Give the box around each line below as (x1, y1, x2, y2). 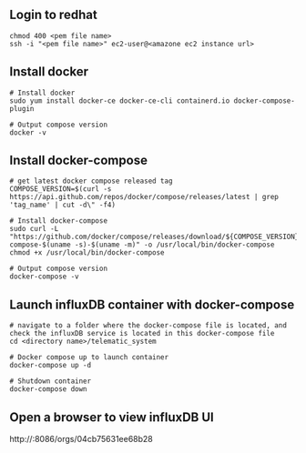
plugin (9, 104, 35, 113)
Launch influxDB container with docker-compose (9, 297, 295, 312)
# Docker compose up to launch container (9, 353, 169, 362)
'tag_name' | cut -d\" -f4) (9, 200, 117, 210)
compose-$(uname (9, 240, 71, 249)
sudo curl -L (9, 225, 59, 234)
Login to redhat (9, 7, 97, 23)
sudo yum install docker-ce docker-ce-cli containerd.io (9, 96, 230, 106)
